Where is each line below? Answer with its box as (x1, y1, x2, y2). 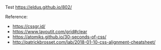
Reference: (5, 14, 28, 19)
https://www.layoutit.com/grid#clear (12, 29, 87, 34)
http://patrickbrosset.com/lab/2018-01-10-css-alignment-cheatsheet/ (12, 39, 156, 45)
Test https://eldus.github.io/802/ (5, 4, 72, 10)
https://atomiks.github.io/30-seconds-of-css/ (12, 34, 106, 40)
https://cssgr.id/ (12, 23, 46, 29)
